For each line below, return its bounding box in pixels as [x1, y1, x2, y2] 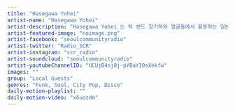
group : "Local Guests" [7, 74, 73, 82]
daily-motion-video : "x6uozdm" [7, 95, 99, 102]
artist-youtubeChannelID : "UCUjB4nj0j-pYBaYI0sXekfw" [7, 62, 168, 69]
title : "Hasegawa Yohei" [7, 10, 80, 17]
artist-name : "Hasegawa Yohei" [7, 17, 99, 24]
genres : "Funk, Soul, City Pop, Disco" [7, 81, 124, 88]
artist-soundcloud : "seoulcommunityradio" [7, 56, 133, 63]
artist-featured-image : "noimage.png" [7, 29, 120, 37]
